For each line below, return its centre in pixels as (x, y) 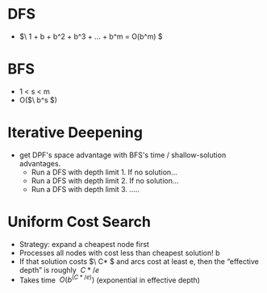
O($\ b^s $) (38, 100)
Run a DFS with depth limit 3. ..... (86, 189)
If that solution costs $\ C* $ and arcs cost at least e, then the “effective (139, 261)
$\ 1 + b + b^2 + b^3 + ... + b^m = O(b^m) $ (91, 36)
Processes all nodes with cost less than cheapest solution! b (119, 253)
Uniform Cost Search (79, 222)
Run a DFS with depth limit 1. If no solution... (104, 172)
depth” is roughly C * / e (59, 270)
